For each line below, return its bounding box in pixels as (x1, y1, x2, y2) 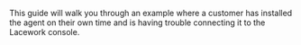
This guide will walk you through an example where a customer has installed (9, 8, 293, 18)
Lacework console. (9, 27, 80, 37)
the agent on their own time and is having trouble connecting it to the (9, 17, 266, 28)
